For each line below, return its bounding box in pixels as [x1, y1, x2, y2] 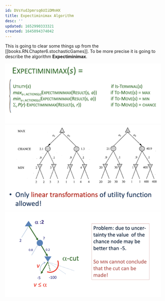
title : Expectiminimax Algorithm [5, 13, 74, 18]
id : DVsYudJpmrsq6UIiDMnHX [5, 8, 61, 13]
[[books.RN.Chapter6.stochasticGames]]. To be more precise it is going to [5, 49, 156, 54]
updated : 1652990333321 [5, 24, 54, 29]
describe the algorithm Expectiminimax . [5, 53, 87, 59]
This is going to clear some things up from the [5, 43, 99, 49]
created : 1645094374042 [5, 29, 54, 34]
